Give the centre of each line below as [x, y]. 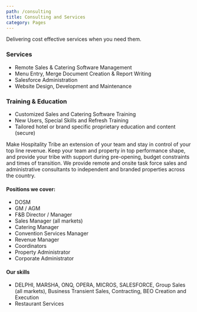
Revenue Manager [37, 240]
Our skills [18, 272]
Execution [27, 297]
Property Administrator [42, 252]
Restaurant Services [39, 304]
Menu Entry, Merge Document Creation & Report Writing [83, 74]
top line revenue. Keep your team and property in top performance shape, [96, 150]
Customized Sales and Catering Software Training [75, 114]
